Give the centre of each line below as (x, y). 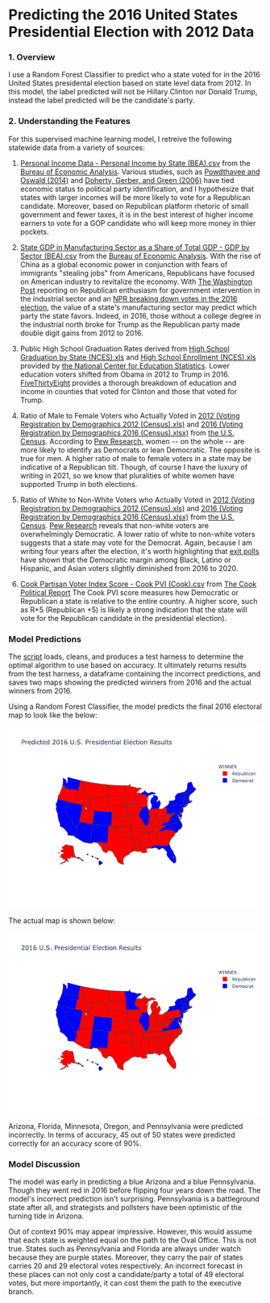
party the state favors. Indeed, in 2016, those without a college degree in (141, 315)
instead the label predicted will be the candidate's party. (102, 100)
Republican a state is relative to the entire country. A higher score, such (139, 601)
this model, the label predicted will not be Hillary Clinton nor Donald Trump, (133, 92)
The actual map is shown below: (62, 921)
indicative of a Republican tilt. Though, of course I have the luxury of (134, 467)
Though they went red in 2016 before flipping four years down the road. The (135, 1190)
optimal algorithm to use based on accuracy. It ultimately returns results (128, 665)
